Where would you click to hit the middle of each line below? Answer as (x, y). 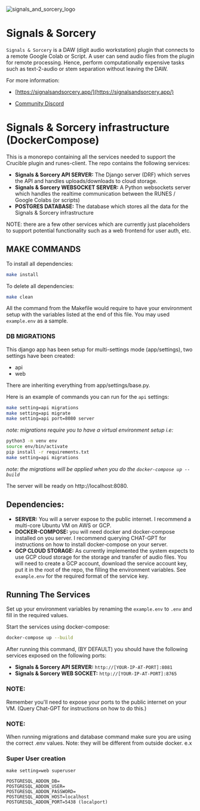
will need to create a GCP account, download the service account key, (101, 563)
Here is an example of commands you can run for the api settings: (87, 397)
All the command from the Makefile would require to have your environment (99, 308)
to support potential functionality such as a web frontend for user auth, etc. (99, 230)
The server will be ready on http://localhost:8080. (67, 485)
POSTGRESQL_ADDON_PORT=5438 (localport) (57, 802)
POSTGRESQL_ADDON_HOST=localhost (48, 797)
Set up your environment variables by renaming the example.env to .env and (99, 609)
